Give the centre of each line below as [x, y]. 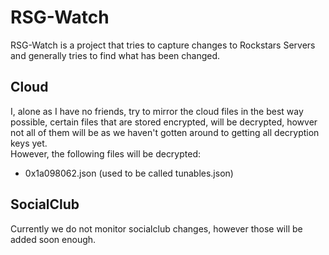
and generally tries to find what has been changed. [115, 55]
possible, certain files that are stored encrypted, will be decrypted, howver [164, 122]
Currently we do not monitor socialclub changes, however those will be [156, 228]
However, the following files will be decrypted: [106, 153]
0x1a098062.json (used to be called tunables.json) [129, 173]
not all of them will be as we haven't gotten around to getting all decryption [165, 132]
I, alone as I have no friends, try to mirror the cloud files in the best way [157, 111]
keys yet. [29, 143]
